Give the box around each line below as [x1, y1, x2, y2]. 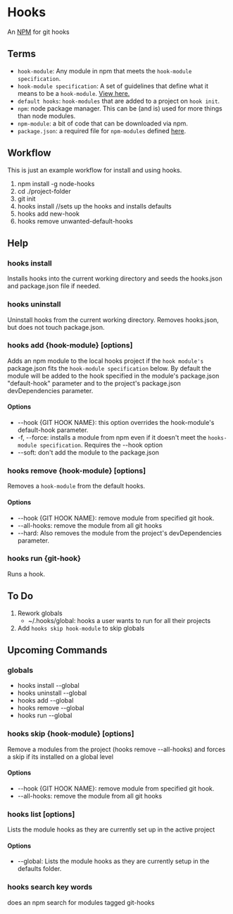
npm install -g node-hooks [17, 179, 95, 187]
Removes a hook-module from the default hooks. [7, 482, 146, 490]
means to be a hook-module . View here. [17, 89, 130, 97]
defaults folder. [17, 865, 62, 873]
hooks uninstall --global [17, 688, 87, 698]
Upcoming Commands [7, 644, 108, 656]
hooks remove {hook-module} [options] [7, 466, 146, 476]
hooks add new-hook [17, 209, 80, 218]
